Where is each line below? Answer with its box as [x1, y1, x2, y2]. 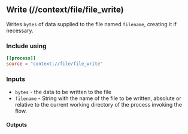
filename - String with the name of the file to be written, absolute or [14, 95, 181, 102]
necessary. [6, 27, 34, 34]
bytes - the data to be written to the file [14, 89, 112, 96]
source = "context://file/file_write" [6, 61, 103, 67]
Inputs [6, 74, 26, 83]
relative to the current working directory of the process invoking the [14, 101, 183, 108]
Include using [6, 42, 47, 50]
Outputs [6, 121, 28, 128]
